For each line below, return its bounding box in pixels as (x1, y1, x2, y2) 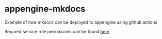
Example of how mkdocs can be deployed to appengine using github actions (4, 19, 158, 25)
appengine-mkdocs (4, 3, 86, 14)
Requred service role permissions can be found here (4, 28, 110, 34)
